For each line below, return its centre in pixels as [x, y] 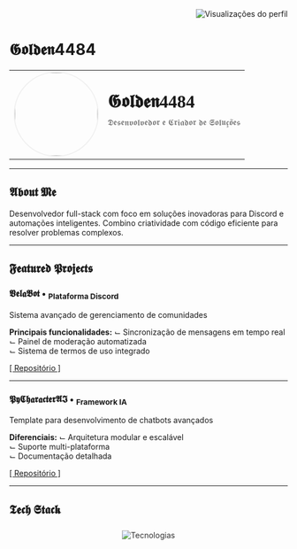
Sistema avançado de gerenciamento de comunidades [108, 314]
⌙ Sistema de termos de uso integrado [80, 351]
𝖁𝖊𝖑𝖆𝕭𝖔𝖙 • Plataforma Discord [64, 295]
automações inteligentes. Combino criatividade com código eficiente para [144, 223]
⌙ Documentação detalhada [61, 456]
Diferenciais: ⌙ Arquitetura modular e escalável [96, 437]
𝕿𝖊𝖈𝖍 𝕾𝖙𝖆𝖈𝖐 [35, 510]
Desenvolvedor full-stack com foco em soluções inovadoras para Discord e [147, 213]
